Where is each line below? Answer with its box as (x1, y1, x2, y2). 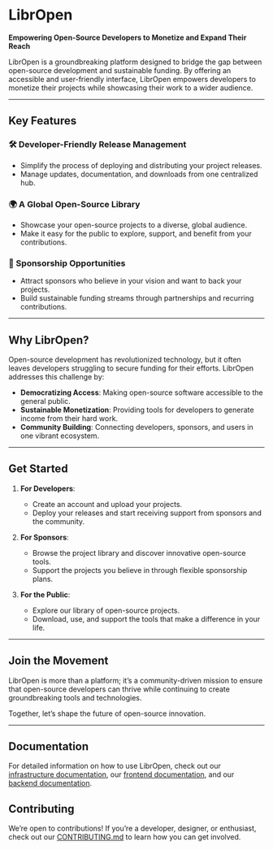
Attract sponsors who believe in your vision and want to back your (19, 276, 242, 286)
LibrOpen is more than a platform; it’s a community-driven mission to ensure (8, 675, 263, 685)
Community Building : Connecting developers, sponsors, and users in (19, 423, 253, 432)
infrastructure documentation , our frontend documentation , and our (8, 770, 235, 779)
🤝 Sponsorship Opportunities (8, 258, 126, 269)
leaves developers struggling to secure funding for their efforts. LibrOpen (8, 363, 254, 373)
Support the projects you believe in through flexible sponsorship (32, 565, 248, 575)
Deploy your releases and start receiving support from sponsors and (32, 508, 262, 518)
